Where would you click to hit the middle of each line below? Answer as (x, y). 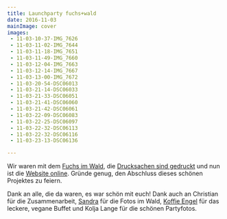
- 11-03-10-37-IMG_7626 (44, 39)
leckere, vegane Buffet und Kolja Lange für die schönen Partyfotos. (102, 209)
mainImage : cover (32, 26)
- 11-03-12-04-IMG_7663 (44, 64)
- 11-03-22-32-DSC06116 (44, 134)
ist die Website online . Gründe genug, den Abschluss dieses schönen (105, 173)
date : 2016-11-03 (32, 20)
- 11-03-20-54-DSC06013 (44, 83)
